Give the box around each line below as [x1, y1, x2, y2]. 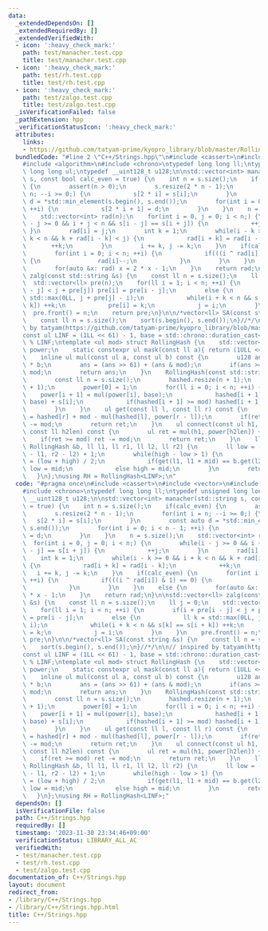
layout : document [8, 881, 66, 889]
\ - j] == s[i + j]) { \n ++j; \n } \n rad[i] [22, 547, 259, 555]
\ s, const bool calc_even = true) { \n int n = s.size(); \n [22, 175, 238, 184]
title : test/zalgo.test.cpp [22, 101, 116, 109]
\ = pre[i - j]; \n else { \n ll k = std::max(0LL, [22, 613, 255, 622]
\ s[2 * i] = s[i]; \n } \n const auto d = [22, 517, 219, 525]
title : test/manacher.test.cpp [22, 57, 127, 65]
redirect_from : [8, 889, 59, 897]
